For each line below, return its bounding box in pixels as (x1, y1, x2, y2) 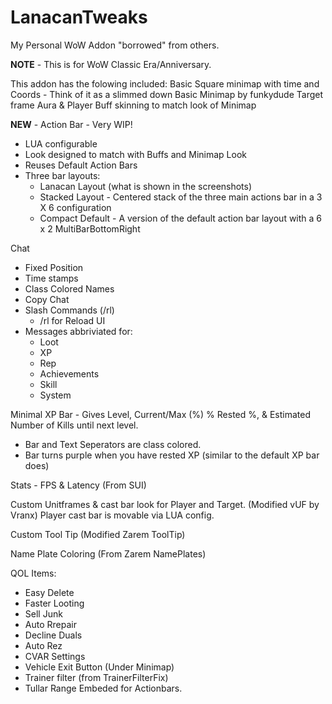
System (39, 389, 72, 401)
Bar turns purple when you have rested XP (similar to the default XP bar (24, 449, 320, 461)
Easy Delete (24, 586, 75, 598)
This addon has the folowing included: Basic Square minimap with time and (10, 77, 320, 90)
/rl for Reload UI (39, 314, 106, 326)
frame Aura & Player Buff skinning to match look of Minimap (10, 99, 257, 111)
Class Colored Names (24, 282, 115, 295)
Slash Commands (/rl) (24, 304, 115, 316)
